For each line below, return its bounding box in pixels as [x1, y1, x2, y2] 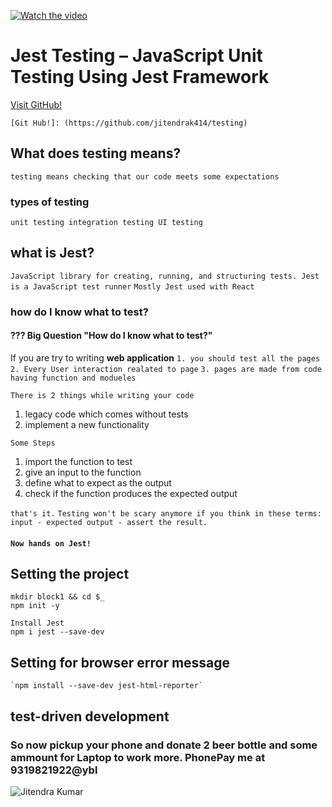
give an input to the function [24, 466, 142, 478]
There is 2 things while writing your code [10, 390, 195, 400]
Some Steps [10, 438, 56, 448]
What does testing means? [10, 145, 182, 162]
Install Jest [10, 618, 65, 629]
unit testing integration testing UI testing [10, 218, 203, 228]
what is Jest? [10, 245, 95, 262]
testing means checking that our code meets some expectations [10, 171, 280, 182]
